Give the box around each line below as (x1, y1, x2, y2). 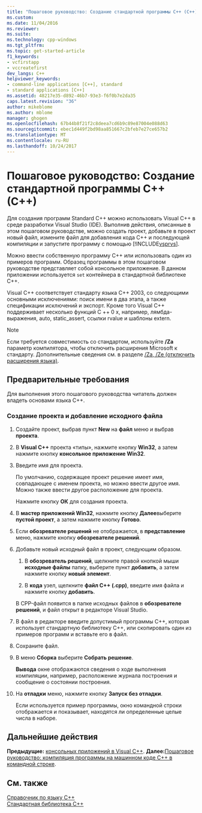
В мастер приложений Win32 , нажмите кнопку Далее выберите (15, 509, 182, 516)
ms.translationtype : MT (7, 132, 67, 138)
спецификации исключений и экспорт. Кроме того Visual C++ (7, 301, 165, 309)
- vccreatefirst (7, 64, 47, 71)
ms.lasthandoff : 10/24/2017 (7, 143, 77, 149)
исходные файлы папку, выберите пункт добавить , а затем (24, 563, 179, 570)
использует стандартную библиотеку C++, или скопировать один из (15, 624, 192, 631)
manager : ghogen (7, 115, 47, 121)
